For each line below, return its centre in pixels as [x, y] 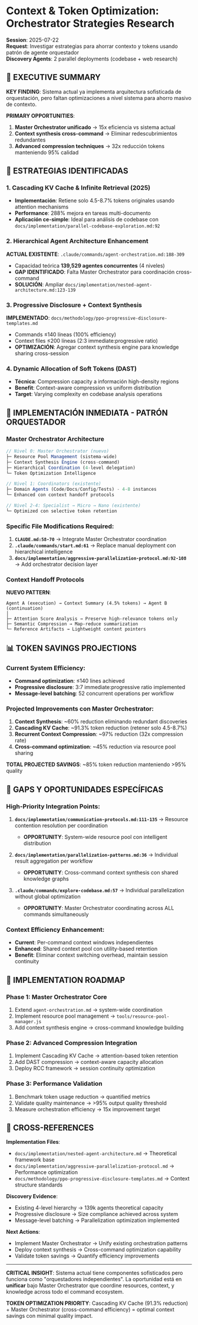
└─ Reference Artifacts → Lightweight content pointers [76, 629]
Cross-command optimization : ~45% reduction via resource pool [95, 747]
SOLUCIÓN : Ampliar [39, 284]
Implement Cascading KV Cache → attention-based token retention [96, 1056]
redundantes [30, 140]
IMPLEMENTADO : [28, 318]
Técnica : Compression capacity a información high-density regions [97, 382]
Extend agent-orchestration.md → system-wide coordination [89, 1010]
